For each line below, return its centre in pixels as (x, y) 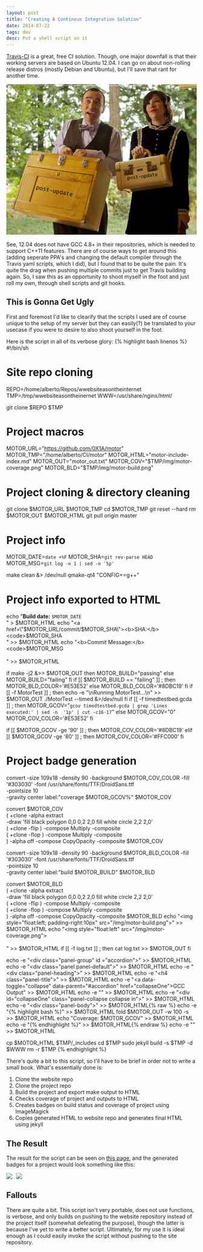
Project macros (45, 432)
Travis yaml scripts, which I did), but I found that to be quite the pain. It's (96, 263)
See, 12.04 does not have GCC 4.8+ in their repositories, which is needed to (101, 244)
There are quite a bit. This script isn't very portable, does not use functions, (100, 1210)
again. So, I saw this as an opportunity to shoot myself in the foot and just (98, 277)
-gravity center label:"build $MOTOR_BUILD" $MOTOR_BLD (81, 872)
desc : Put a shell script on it (47, 39)
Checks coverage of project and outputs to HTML (77, 1099)
